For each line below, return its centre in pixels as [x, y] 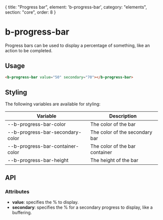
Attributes [17, 191]
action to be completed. [29, 50]
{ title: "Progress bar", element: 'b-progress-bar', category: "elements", [76, 7]
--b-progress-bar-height [38, 160]
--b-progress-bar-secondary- [44, 132]
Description [123, 116]
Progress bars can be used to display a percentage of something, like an [78, 45]
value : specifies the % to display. [45, 202]
